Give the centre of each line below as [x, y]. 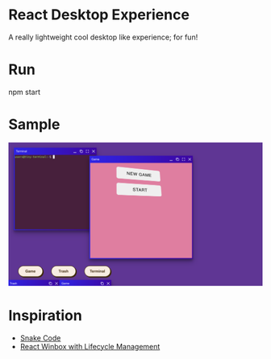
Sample [34, 124]
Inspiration [45, 315]
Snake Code [40, 338]
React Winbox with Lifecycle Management [90, 346]
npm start [25, 92]
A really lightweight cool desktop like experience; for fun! [103, 37]
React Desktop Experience [99, 15]
